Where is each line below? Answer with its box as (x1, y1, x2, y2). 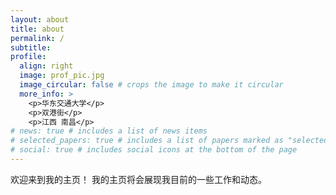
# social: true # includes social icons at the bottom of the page (10, 145, 298, 155)
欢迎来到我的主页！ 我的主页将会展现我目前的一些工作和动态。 (10, 173, 267, 185)
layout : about (10, 14, 70, 25)
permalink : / (10, 33, 65, 43)
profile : (10, 52, 47, 62)
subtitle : (10, 42, 52, 53)
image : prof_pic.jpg (19, 71, 105, 81)
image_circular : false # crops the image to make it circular (19, 80, 284, 90)
